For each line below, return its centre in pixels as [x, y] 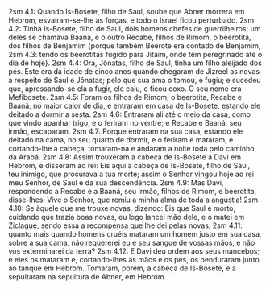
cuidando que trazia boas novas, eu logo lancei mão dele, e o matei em [127, 217]
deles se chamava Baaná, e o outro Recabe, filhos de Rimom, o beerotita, [130, 37]
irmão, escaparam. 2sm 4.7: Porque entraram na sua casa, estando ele [126, 131]
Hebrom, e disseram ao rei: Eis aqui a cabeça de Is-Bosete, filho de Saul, [129, 165]
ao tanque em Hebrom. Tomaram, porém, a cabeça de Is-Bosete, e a [122, 268]
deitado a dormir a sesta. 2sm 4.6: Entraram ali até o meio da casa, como [130, 114]
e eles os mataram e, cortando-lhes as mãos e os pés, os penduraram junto [134, 260]
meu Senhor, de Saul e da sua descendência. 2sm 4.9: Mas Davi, [116, 183]
